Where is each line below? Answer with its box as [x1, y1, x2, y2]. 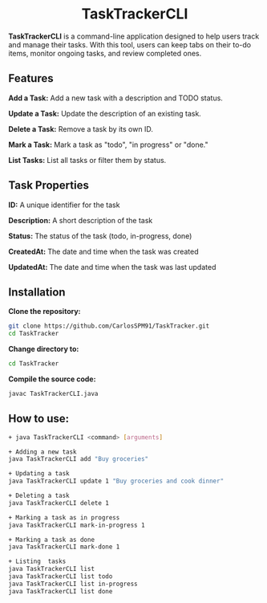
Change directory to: [8, 344, 79, 354]
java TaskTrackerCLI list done [8, 587, 113, 595]
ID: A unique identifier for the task [8, 200, 120, 210]
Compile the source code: [8, 374, 96, 384]
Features [8, 71, 54, 85]
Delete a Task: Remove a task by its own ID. [8, 124, 154, 133]
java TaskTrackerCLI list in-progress [8, 580, 138, 588]
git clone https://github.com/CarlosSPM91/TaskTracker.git [8, 322, 210, 330]
